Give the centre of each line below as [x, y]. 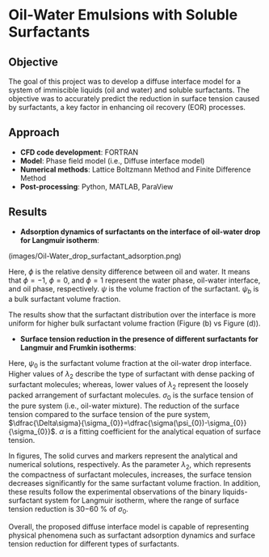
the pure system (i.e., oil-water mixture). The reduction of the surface [124, 406]
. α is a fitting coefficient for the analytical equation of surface [158, 432]
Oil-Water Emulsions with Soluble [123, 15]
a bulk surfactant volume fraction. [65, 299]
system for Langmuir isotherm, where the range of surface [142, 500]
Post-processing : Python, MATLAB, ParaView [97, 186]
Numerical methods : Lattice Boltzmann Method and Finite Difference [135, 169]
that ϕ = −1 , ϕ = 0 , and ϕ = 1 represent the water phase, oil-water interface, [134, 280]
